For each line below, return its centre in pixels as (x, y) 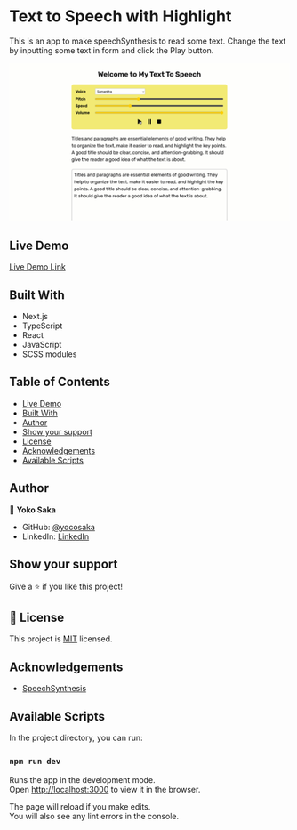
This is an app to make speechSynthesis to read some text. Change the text (148, 41)
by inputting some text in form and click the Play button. (112, 50)
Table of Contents (60, 382)
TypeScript (42, 326)
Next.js (35, 317)
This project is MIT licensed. (61, 639)
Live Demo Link (38, 267)
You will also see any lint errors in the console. (94, 817)
